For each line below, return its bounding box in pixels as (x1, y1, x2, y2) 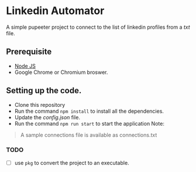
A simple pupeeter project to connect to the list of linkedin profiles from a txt (6, 23, 190, 31)
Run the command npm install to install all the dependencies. (14, 107, 164, 114)
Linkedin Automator (6, 4, 105, 18)
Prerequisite (6, 47, 52, 57)
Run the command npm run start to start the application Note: (14, 120, 165, 127)
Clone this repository (14, 101, 66, 108)
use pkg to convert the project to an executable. (14, 159, 130, 166)
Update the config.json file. (14, 113, 81, 121)
